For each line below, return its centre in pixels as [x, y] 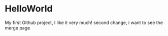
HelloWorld [29, 9]
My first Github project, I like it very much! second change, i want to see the [84, 22]
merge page [18, 27]
